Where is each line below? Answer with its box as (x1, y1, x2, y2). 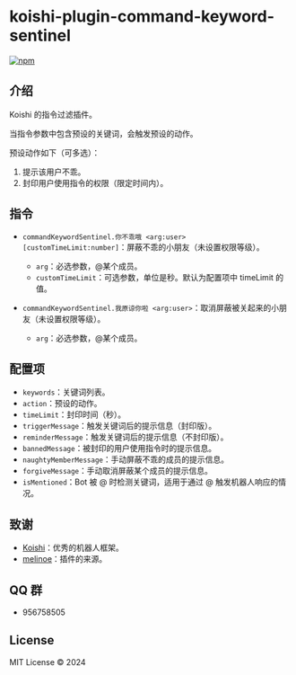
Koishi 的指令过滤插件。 (9, 109, 97, 120)
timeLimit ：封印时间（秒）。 (22, 409, 126, 420)
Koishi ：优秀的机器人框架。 (22, 542, 124, 554)
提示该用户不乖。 (22, 166, 86, 177)
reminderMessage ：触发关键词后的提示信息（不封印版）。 (22, 431, 229, 442)
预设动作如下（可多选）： (9, 147, 100, 158)
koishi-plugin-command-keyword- (9, 6, 275, 27)
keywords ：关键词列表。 (22, 386, 110, 397)
